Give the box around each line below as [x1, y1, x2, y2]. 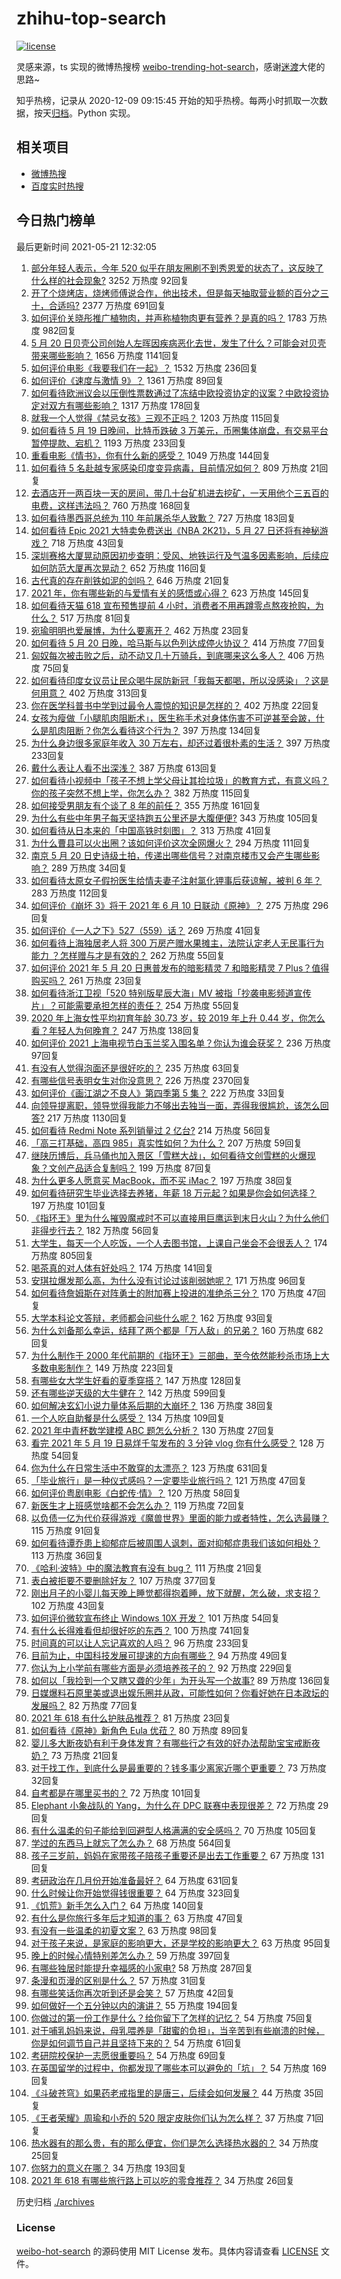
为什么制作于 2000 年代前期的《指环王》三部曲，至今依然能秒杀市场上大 [30, 1349, 330, 1361]
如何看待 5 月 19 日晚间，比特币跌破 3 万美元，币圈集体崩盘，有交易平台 [30, 424, 329, 436]
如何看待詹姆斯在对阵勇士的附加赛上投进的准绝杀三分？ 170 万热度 [30, 1287, 304, 1299]
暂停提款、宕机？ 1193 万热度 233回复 [30, 437, 188, 449]
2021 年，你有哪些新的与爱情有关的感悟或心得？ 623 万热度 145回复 [30, 587, 311, 599]
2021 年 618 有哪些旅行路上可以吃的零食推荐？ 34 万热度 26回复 [30, 2174, 295, 2186]
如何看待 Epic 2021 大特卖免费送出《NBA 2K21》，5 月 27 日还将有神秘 [30, 524, 320, 536]
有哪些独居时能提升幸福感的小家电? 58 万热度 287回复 [30, 1962, 254, 1974]
